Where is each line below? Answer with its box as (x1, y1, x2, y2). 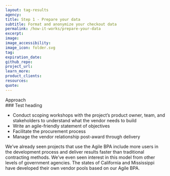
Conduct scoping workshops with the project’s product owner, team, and (12, 112, 165, 118)
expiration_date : (5, 54, 42, 60)
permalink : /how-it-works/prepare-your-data (5, 26, 101, 31)
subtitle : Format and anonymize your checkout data (5, 21, 117, 27)
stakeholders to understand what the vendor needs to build (12, 117, 137, 123)
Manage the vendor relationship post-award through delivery (12, 133, 141, 139)
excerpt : (5, 31, 24, 36)
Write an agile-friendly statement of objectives (12, 123, 110, 129)
